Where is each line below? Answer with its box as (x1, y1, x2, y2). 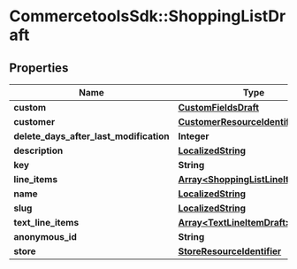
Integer (178, 130, 209, 142)
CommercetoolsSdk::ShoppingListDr (9, 6, 286, 27)
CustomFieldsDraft (178, 102, 259, 113)
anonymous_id (13, 231, 78, 242)
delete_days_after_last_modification (13, 130, 170, 142)
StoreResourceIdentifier (178, 245, 282, 257)
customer (13, 116, 56, 127)
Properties (9, 60, 69, 75)
